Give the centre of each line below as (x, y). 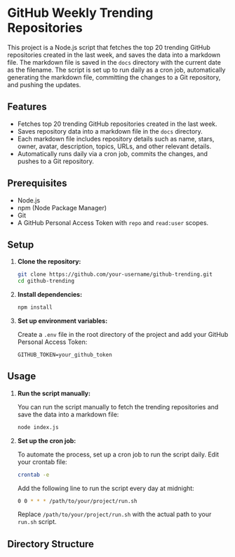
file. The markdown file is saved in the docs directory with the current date (114, 62)
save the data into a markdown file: (68, 414)
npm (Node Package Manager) (62, 207)
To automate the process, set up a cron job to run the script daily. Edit (118, 454)
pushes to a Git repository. (56, 161)
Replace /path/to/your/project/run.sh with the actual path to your (114, 514)
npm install (35, 307)
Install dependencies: (50, 295)
